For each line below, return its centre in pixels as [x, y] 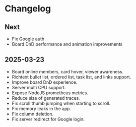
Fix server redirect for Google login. [48, 119]
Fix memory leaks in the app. [41, 108]
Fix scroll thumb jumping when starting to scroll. [61, 103]
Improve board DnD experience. [44, 82]
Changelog [28, 9]
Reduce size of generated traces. [46, 98]
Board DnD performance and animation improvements [67, 44]
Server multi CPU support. [39, 87]
